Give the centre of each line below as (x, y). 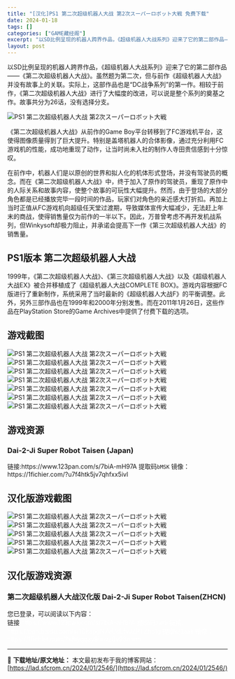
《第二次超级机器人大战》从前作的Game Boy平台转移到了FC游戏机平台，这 (115, 131)
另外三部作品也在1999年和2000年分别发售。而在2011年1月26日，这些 (119, 302)
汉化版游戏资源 (40, 575)
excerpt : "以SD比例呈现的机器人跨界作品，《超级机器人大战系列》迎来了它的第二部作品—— (119, 40)
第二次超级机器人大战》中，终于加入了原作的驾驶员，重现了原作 (129, 181)
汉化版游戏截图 (40, 498)
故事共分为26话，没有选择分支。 (66, 102)
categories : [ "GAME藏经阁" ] (47, 33)
